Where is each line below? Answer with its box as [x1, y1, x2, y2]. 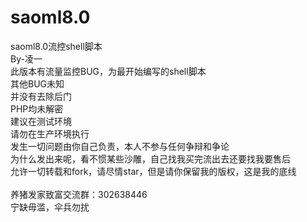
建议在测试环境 [10, 115, 72, 127]
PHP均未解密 [10, 102, 64, 115]
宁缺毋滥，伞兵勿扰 [10, 201, 90, 213]
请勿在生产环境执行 [10, 127, 90, 140]
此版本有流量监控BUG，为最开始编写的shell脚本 [10, 65, 207, 77]
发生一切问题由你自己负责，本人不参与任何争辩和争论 [10, 140, 230, 152]
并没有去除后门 [10, 90, 72, 102]
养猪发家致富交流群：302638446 [10, 188, 148, 200]
